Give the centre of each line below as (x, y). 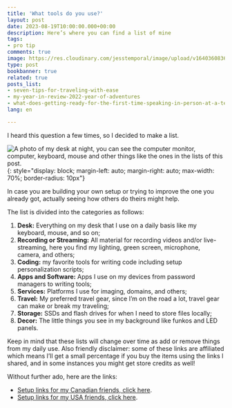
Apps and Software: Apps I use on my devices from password (106, 276)
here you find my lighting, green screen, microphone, (125, 247)
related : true (28, 78)
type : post (23, 65)
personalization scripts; (50, 269)
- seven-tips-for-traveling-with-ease (63, 90)
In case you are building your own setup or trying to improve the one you (110, 191)
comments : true (29, 52)
